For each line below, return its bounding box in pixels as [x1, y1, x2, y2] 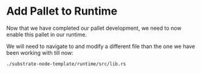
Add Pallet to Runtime [6, 4, 118, 18]
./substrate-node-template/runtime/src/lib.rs [6, 61, 126, 67]
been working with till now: [6, 49, 74, 56]
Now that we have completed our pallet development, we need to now [6, 24, 182, 32]
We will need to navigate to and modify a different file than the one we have [6, 43, 196, 50]
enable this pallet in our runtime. [6, 30, 87, 38]
